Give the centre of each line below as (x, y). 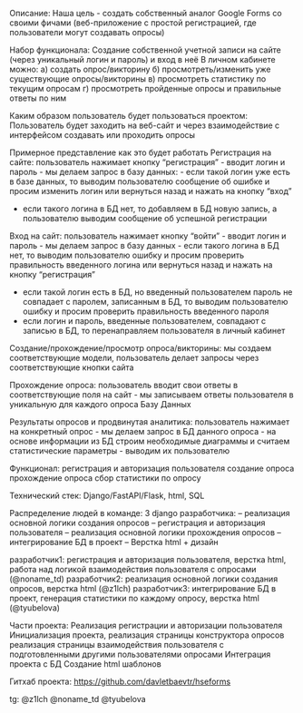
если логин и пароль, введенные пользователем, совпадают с (144, 321)
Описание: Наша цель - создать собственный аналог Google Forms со (146, 13)
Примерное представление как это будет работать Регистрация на (141, 152)
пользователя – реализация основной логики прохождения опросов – (145, 532)
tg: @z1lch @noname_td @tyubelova (78, 699)
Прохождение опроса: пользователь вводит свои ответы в (124, 385)
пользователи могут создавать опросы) (87, 32)
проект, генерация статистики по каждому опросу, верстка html (135, 598)
